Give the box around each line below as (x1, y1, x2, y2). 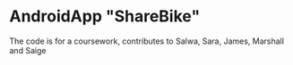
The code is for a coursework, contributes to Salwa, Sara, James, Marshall (9, 36, 285, 46)
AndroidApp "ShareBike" (9, 6, 201, 27)
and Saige (9, 45, 47, 55)
